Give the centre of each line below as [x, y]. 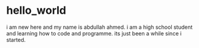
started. [16, 40]
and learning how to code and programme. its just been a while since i [94, 33]
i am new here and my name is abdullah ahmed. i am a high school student [99, 27]
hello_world [36, 10]
